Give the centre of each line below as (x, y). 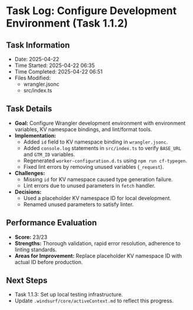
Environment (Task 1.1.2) (67, 23)
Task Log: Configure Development (91, 11)
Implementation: (35, 135)
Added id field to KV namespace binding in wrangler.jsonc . (96, 142)
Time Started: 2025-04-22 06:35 (55, 65)
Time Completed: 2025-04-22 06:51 (59, 71)
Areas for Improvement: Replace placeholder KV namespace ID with (98, 256)
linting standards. (36, 249)
